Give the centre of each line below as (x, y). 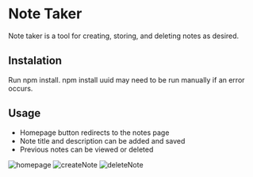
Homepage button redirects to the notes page (94, 133)
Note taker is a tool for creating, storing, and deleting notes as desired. (124, 36)
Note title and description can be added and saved (102, 140)
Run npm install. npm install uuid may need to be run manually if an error (126, 79)
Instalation (35, 61)
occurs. (21, 88)
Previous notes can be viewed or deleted (86, 149)
